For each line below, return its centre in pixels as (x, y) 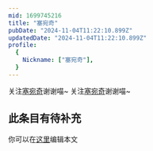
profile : (23, 45)
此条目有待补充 (45, 119)
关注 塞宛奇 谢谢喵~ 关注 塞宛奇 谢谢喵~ (69, 91)
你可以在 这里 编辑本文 (43, 139)
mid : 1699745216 (35, 15)
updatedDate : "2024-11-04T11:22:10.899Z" (78, 38)
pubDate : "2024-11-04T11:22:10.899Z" (71, 30)
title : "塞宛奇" (33, 23)
